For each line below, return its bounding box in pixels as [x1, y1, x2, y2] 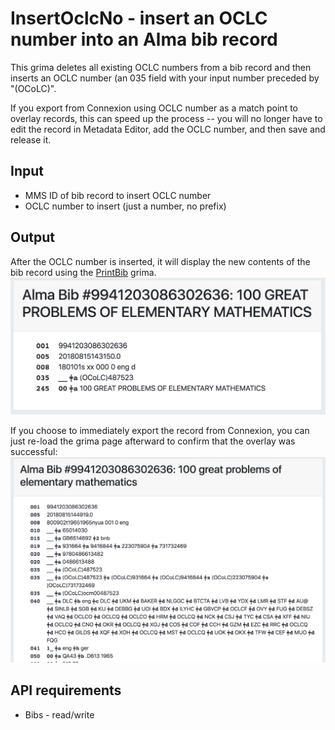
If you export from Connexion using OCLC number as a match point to [10, 102, 298, 114]
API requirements [10, 682, 122, 699]
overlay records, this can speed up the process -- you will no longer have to [10, 112, 323, 124]
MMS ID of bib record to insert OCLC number [24, 189, 212, 201]
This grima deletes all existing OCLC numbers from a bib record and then [10, 61, 312, 73]
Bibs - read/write [24, 708, 95, 721]
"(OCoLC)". [10, 82, 57, 94]
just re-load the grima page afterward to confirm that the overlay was [10, 435, 296, 447]
